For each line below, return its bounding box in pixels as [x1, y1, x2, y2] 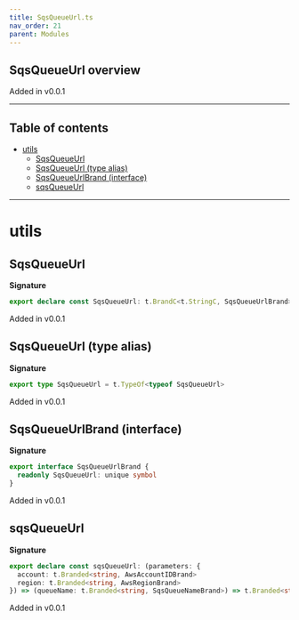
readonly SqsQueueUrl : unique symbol [17, 471, 158, 480]
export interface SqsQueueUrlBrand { [9, 463, 149, 471]
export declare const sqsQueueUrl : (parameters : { [9, 561, 201, 570]
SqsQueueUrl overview [9, 62, 141, 77]
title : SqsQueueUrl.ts [9, 12, 93, 22]
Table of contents [9, 120, 109, 135]
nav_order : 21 [9, 21, 62, 30]
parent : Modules [9, 29, 69, 38]
